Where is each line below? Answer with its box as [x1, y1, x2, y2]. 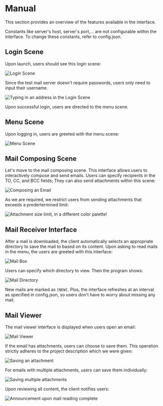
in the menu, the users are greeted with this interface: [5, 249, 113, 255]
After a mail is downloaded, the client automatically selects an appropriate [5, 239, 153, 244]
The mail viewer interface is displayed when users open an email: [5, 324, 136, 330]
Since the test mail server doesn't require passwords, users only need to [5, 80, 151, 85]
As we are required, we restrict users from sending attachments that [5, 197, 142, 203]
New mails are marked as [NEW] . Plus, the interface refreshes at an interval [5, 286, 154, 293]
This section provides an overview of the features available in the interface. [5, 19, 156, 25]
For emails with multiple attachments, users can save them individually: [5, 367, 148, 373]
